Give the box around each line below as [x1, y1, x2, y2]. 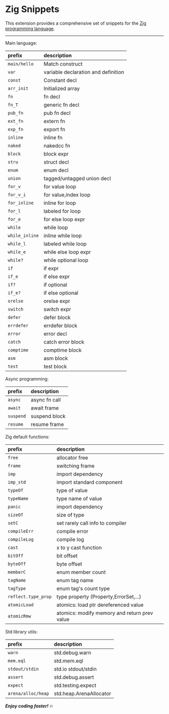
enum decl [43, 167, 69, 174]
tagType [8, 585, 26, 591]
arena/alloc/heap [8, 690, 49, 696]
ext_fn [8, 118, 24, 124]
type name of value [56, 495, 102, 502]
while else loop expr [43, 248, 92, 255]
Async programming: [5, 376, 49, 382]
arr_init [8, 86, 29, 91]
